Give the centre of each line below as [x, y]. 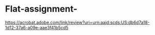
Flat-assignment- [41, 9]
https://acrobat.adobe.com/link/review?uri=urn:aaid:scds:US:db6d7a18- [77, 22]
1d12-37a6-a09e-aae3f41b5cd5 [37, 27]
